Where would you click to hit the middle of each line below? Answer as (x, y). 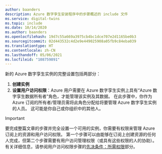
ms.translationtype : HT (29, 46)
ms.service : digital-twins (32, 19)
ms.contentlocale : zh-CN (30, 50)
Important (15, 118)
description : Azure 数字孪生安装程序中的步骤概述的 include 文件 (67, 14)
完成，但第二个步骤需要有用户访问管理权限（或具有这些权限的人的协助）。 (83, 141)
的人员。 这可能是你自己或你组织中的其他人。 (58, 109)
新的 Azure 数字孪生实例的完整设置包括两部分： (53, 74)
